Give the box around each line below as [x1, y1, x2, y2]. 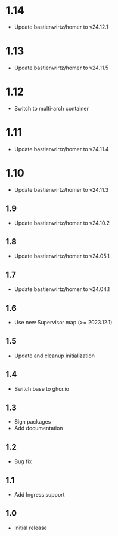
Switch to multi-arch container [14, 105, 89, 112]
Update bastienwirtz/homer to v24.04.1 [14, 286, 110, 293]
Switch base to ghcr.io [14, 385, 70, 392]
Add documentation [14, 425, 63, 432]
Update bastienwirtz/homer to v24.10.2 [14, 219, 110, 226]
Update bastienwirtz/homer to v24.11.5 [14, 64, 109, 71]
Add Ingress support [14, 491, 65, 498]
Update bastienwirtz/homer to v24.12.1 [14, 23, 108, 30]
